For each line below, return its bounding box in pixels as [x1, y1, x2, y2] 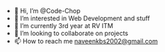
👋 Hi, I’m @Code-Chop [13, 7, 81, 15]
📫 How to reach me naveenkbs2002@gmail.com [13, 37, 158, 45]
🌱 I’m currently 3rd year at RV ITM [13, 22, 113, 30]
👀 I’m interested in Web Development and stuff [13, 14, 150, 22]
